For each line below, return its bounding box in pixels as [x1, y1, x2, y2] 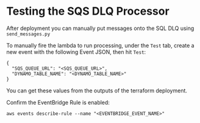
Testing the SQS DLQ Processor [6, 4, 170, 18]
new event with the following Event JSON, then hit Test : [6, 48, 146, 56]
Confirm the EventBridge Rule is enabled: [6, 99, 110, 106]
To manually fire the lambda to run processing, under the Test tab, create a [6, 42, 195, 49]
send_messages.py [6, 31, 51, 37]
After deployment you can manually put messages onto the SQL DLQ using [6, 24, 195, 32]
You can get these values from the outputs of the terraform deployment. [6, 87, 188, 94]
